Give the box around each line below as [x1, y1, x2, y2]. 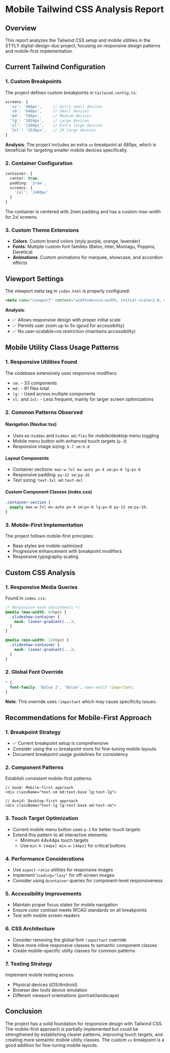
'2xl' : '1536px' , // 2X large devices [10, 127, 96, 133]
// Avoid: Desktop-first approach [5, 799, 78, 804]
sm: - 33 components [12, 380, 57, 386]
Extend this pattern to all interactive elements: [12, 832, 109, 838]
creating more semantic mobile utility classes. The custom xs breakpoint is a [5, 1037, 164, 1043]
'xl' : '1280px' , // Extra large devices [10, 123, 103, 128]
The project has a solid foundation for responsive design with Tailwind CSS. [5, 1021, 163, 1027]
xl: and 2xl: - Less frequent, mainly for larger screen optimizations [12, 396, 154, 402]
